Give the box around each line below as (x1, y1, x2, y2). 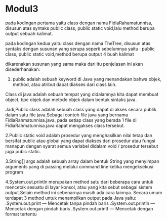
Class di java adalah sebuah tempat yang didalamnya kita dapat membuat (5, 91, 158, 97)
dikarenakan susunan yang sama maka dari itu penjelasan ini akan (5, 61, 143, 67)
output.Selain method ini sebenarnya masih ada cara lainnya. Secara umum (5, 189, 162, 195)
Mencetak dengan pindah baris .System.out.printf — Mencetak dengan (5, 205, 153, 211)
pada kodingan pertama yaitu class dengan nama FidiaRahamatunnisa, (5, 20, 153, 26)
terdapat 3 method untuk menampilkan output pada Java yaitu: (5, 195, 137, 201)
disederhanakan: (5, 66, 40, 72)
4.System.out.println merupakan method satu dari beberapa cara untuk (5, 179, 153, 185)
